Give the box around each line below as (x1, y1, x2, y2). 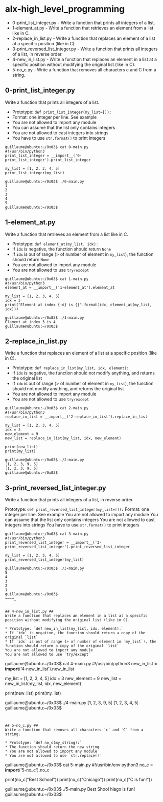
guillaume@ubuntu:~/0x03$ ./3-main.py (5, 566, 84, 571)
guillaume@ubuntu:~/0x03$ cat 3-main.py (5, 531, 89, 537)
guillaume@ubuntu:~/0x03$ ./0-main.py (5, 179, 84, 184)
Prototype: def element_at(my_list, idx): (12, 241, 99, 247)
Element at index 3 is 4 (5, 319, 56, 324)
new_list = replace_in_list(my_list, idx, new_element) (5, 436, 121, 441)
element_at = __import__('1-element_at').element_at (5, 285, 115, 290)
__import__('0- (51, 153, 82, 158)
